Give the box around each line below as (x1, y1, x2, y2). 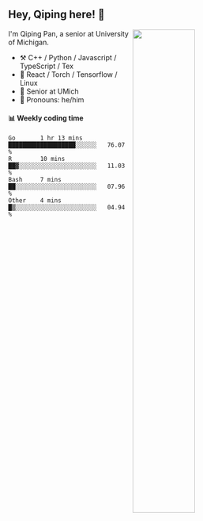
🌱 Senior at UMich (19, 86, 79, 96)
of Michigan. (8, 37, 49, 47)
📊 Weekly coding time (8, 113, 85, 123)
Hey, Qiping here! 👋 (8, 8, 105, 21)
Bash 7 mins (8, 176, 62, 184)
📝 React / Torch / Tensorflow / (19, 69, 118, 79)
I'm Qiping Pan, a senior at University (8, 29, 129, 38)
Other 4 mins (8, 197, 62, 205)
